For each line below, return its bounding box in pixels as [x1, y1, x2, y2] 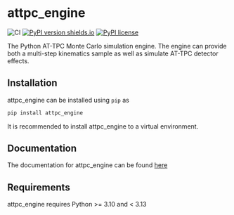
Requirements [7, 181, 70, 193]
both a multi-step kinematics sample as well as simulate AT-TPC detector [7, 49, 219, 58]
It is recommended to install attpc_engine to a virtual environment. [7, 122, 199, 131]
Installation [7, 77, 58, 89]
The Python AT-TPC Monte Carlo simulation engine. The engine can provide [7, 41, 227, 50]
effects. [7, 56, 30, 65]
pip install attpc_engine [7, 109, 83, 117]
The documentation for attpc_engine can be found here [7, 161, 168, 169]
